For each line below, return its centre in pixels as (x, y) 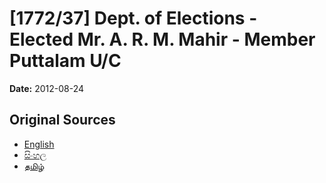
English (39, 144)
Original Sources (62, 120)
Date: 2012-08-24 (47, 88)
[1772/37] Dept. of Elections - (133, 18)
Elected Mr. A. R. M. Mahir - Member (162, 39)
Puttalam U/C (65, 61)
